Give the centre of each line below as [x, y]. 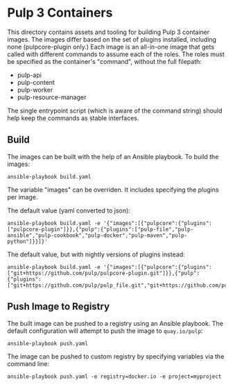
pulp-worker [35, 90]
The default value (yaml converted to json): [69, 211]
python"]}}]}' [28, 241]
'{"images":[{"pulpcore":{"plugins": [158, 223]
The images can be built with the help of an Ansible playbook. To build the [113, 156]
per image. [23, 197]
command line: [28, 363]
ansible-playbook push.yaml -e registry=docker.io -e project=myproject [114, 377]
